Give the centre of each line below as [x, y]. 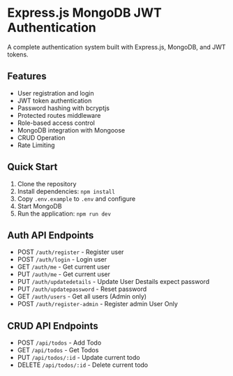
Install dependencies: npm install [66, 191]
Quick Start [32, 167]
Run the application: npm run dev [64, 213]
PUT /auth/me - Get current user [63, 274]
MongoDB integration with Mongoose [71, 130]
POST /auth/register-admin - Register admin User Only [97, 304]
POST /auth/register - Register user [70, 252]
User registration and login [55, 93]
